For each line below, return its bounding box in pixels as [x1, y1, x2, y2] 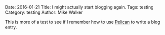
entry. [5, 24, 17, 30]
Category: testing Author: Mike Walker [5, 9, 83, 15]
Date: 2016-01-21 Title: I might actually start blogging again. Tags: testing [5, 4, 154, 10]
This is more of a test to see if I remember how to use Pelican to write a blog [5, 19, 161, 25]
